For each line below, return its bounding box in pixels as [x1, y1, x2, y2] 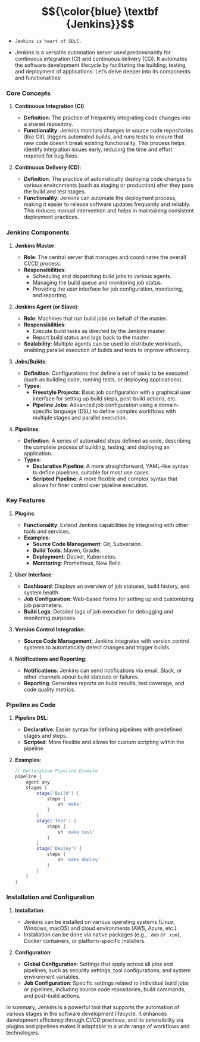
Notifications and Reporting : [14, 655, 87, 662]
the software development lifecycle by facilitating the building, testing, [14, 61, 187, 69]
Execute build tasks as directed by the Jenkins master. [32, 327, 167, 334]
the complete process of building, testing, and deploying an [23, 443, 170, 451]
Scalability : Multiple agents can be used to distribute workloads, [23, 340, 183, 347]
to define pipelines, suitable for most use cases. [32, 468, 151, 476]
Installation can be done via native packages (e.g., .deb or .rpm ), [23, 930, 182, 938]
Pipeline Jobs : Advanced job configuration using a [32, 401, 158, 408]
